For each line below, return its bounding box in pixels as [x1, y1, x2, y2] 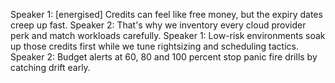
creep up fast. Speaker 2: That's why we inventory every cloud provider [10, 19, 307, 31]
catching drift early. [10, 62, 91, 73]
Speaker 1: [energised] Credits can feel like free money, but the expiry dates [10, 9, 323, 20]
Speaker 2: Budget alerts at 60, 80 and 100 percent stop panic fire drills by [10, 51, 318, 63]
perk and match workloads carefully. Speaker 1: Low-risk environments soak [10, 30, 326, 41]
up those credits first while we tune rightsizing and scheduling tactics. [10, 40, 299, 52]
